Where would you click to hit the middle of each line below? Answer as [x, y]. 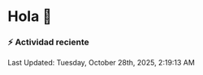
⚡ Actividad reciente [49, 42]
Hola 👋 [30, 17]
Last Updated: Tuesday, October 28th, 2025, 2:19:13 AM [101, 63]
